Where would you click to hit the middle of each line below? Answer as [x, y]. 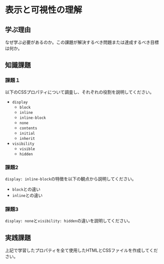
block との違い [26, 189]
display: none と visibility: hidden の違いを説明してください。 [69, 221]
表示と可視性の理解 [44, 10]
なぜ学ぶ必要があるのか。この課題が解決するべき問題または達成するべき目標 [82, 42]
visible [27, 149]
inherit [27, 138]
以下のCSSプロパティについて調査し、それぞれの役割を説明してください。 [80, 92]
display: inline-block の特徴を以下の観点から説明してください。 [71, 178]
